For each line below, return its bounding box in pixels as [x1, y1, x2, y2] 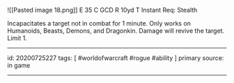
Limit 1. [7, 34, 28, 42]
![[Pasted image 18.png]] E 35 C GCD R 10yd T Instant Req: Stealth [7, 6, 198, 14]
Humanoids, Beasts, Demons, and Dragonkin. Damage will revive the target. [7, 27, 225, 35]
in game [7, 62, 31, 69]
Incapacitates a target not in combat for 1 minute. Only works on [7, 19, 192, 27]
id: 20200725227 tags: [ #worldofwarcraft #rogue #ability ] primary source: [7, 54, 224, 62]
